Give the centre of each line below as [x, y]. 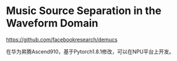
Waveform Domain [52, 23]
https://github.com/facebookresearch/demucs [62, 39]
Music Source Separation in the [84, 11]
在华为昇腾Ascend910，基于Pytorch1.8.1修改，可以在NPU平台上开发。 [90, 52]
